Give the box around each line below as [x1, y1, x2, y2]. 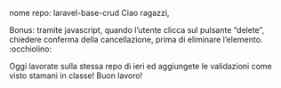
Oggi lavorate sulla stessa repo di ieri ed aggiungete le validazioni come [9, 61, 273, 71]
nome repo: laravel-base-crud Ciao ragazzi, [9, 8, 170, 18]
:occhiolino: [9, 44, 52, 54]
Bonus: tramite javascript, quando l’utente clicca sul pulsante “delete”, [9, 25, 265, 35]
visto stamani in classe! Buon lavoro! [9, 70, 143, 81]
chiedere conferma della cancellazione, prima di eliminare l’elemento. [9, 35, 263, 44]
